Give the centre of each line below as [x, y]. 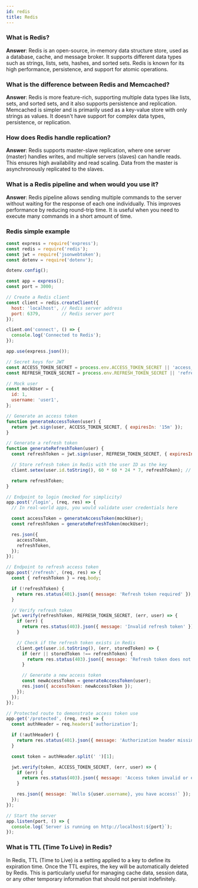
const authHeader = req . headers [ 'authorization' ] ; [75, 724]
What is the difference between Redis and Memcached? [88, 84]
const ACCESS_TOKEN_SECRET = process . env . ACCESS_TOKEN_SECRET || [88, 367]
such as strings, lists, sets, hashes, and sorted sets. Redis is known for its [95, 63]
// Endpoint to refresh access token [52, 567]
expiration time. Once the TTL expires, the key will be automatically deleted [97, 866]
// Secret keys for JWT [35, 362]
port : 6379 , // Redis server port [63, 314]
